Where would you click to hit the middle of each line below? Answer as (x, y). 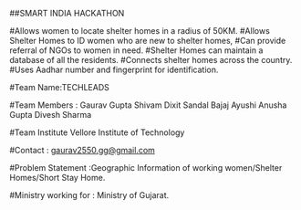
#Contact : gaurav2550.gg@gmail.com (82, 150)
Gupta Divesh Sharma (51, 115)
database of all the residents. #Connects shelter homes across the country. (151, 60)
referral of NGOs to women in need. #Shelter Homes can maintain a (136, 50)
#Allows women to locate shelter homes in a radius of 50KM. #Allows (140, 31)
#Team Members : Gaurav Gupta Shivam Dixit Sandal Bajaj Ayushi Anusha (148, 105)
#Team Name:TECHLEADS (59, 87)
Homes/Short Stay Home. (57, 178)
